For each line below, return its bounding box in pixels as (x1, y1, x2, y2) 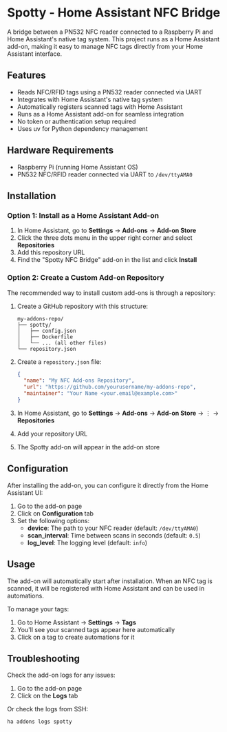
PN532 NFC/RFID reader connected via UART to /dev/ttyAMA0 (17, 170, 193, 179)
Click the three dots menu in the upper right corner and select (17, 234, 193, 242)
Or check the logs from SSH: (7, 705, 88, 713)
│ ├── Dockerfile (17, 333, 74, 340)
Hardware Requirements (7, 145, 114, 156)
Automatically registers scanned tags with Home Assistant (17, 102, 183, 111)
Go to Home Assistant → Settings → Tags (17, 618, 136, 627)
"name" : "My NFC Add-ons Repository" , (23, 377, 135, 384)
